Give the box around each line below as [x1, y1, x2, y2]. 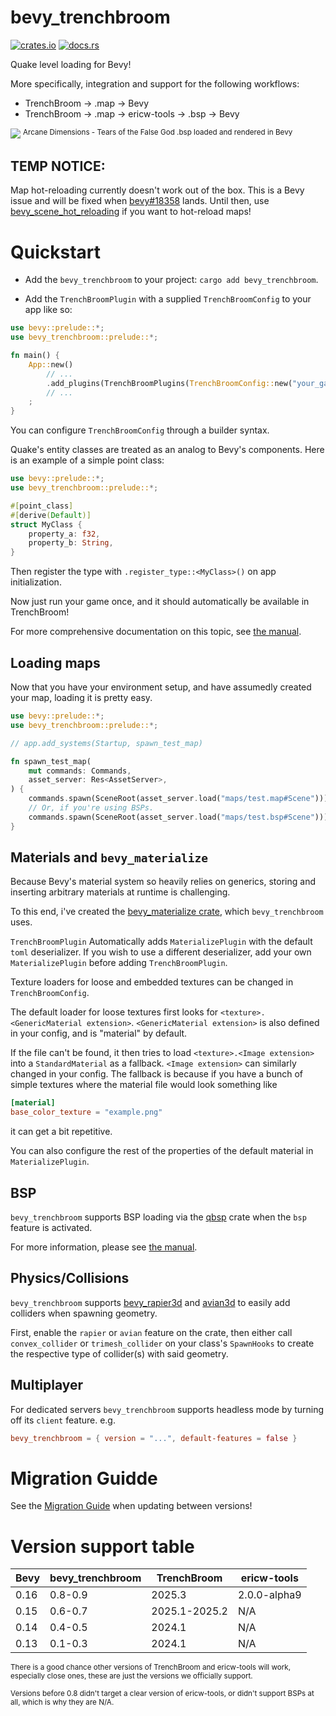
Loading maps [10, 654, 101, 671]
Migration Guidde [10, 1467, 158, 1490]
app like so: [24, 304, 73, 316]
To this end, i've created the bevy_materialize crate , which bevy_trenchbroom [10, 906, 324, 918]
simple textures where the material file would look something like [10, 1079, 278, 1091]
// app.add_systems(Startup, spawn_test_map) [10, 738, 203, 748]
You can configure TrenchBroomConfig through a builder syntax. [10, 424, 270, 436]
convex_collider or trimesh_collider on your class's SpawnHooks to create [10, 1337, 315, 1349]
